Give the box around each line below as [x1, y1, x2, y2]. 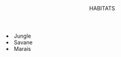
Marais [14, 45, 32, 52]
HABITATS [89, 5, 116, 12]
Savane [14, 39, 33, 46]
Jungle [14, 32, 32, 39]
